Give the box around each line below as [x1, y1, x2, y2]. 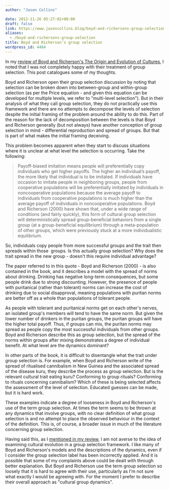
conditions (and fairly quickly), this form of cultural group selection [17, 211, 156, 217]
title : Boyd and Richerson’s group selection [5, 40, 102, 45]
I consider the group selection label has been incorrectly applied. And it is [5, 452, 158, 458]
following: [5, 153, 26, 159]
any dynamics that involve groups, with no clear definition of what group [5, 410, 155, 416]
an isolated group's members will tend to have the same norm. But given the [5, 310, 163, 316]
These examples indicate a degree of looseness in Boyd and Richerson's [5, 399, 156, 405]
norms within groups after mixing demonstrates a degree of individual [5, 337, 150, 343]
